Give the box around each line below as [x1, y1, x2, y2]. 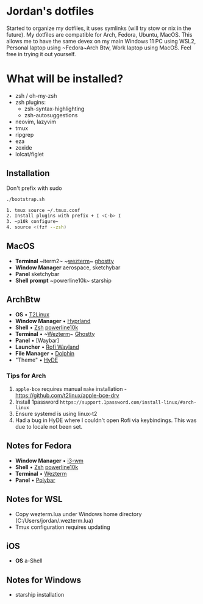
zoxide [15, 144, 32, 151]
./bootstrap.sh [6, 196, 45, 202]
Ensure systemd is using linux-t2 [15, 410, 98, 417]
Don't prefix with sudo [6, 184, 62, 192]
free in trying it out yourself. [6, 50, 76, 57]
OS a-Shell [15, 557, 43, 564]
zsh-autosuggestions [24, 111, 78, 118]
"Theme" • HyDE [15, 356, 59, 363]
